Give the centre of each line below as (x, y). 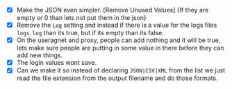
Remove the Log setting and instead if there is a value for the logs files (117, 25)
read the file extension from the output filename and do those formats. (117, 78)
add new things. (40, 55)
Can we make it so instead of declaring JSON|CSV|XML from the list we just (121, 70)
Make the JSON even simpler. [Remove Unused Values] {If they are (113, 10)
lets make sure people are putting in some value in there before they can (120, 48)
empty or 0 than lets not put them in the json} (81, 18)
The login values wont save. (57, 63)
